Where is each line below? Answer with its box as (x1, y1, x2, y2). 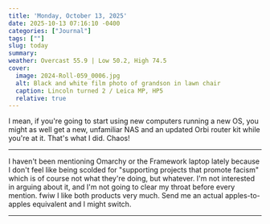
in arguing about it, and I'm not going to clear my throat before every (8, 182, 235, 192)
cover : (8, 64, 31, 73)
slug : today (8, 42, 48, 50)
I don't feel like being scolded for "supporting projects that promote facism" (8, 165, 260, 175)
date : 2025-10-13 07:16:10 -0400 (8, 19, 121, 27)
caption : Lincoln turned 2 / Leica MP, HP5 (15, 86, 163, 95)
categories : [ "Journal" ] (8, 27, 92, 35)
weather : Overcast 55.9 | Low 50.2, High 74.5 (8, 57, 167, 65)
